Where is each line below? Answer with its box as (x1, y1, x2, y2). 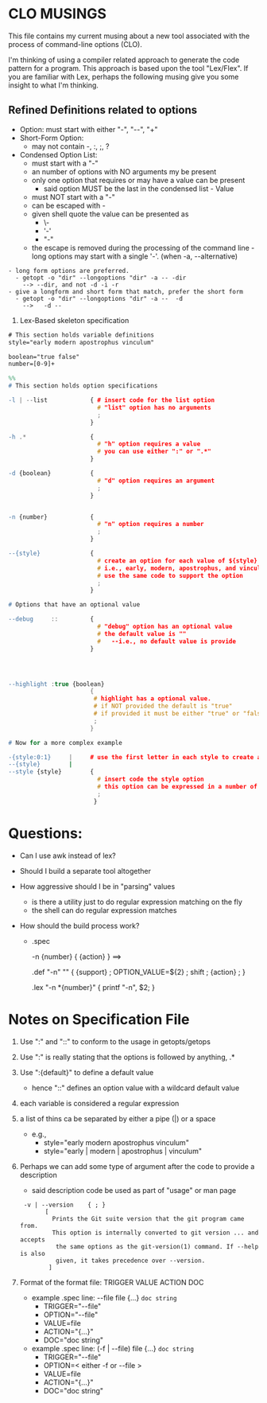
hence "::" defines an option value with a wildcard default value (31, 1083, 240, 1093)
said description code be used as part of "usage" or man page (31, 1185, 237, 1194)
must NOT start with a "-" (31, 192, 115, 201)
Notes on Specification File (8, 1010, 190, 1028)
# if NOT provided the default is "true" (93, 702, 233, 711)
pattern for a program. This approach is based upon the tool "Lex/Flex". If (8, 63, 249, 72)
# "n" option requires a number (96, 520, 204, 528)
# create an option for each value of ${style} (96, 556, 258, 565)
